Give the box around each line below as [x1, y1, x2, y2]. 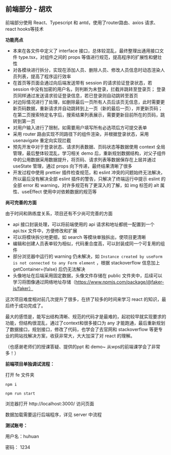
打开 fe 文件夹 [5, 371, 35, 378]
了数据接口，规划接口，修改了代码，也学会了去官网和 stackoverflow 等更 [5, 326, 158, 332]
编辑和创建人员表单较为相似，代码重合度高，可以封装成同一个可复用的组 [12, 240, 165, 246]
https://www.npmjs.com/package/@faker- [75, 279, 164, 285]
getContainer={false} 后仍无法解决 [12, 266, 86, 272]
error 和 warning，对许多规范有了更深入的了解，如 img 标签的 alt [22, 182, 159, 188]
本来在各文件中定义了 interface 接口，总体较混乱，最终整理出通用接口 [12, 48, 160, 54]
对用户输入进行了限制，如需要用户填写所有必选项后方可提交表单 [12, 125, 147, 131]
